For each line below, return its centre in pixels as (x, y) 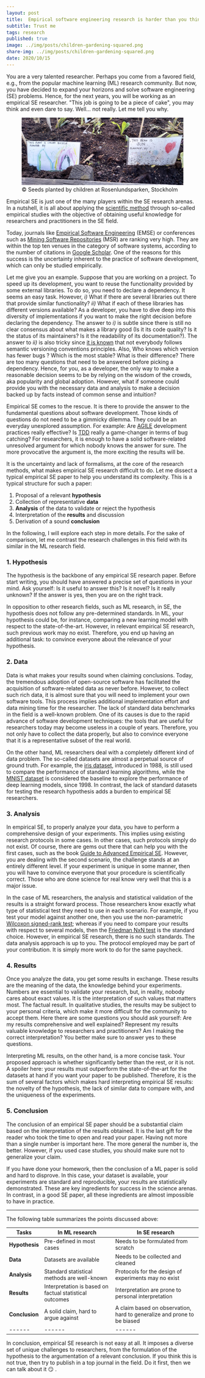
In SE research (156, 1233)
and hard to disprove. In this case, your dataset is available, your (87, 1175)
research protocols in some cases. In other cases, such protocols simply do (101, 840)
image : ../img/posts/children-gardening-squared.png (75, 45)
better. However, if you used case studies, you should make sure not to (95, 1150)
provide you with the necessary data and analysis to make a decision (93, 388)
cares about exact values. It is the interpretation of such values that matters (101, 999)
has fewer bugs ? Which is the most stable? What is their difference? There (101, 356)
